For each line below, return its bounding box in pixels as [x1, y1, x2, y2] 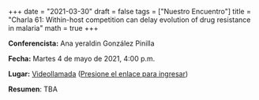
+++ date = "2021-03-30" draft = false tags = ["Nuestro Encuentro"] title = [8, 7, 251, 16]
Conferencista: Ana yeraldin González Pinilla [8, 39, 156, 48]
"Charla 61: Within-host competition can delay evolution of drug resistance [8, 15, 251, 24]
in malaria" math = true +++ [8, 24, 99, 32]
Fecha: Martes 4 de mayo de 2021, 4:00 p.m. [8, 54, 156, 63]
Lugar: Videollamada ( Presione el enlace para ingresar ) [8, 69, 189, 78]
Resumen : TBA [8, 84, 58, 94]
